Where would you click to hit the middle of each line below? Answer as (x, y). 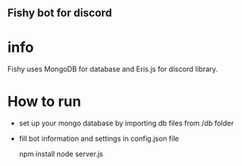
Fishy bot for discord (60, 13)
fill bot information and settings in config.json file (99, 139)
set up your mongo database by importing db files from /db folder (126, 123)
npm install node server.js (61, 154)
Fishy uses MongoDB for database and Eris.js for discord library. (113, 69)
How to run (44, 101)
